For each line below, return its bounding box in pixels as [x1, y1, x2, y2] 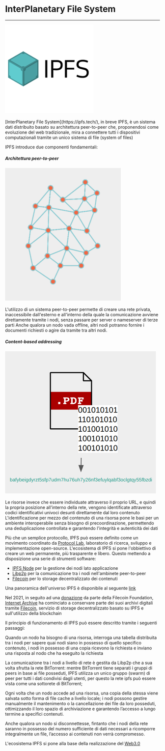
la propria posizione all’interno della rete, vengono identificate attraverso [5, 504, 152, 510]
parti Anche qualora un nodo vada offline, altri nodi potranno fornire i [5, 322, 145, 328]
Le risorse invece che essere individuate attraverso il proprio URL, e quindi [5, 499, 156, 505]
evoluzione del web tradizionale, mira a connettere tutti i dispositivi [5, 129, 140, 135]
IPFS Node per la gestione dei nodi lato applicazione [12, 565, 118, 571]
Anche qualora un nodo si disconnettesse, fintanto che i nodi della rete [5, 721, 148, 726]
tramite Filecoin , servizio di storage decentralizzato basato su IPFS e [5, 605, 144, 611]
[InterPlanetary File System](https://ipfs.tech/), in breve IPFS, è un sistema [5, 119, 156, 125]
